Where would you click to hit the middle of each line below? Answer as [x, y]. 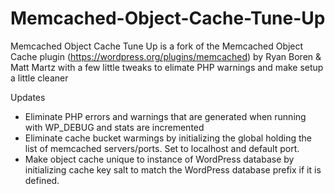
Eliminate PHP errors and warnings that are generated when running [165, 116]
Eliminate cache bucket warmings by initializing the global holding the [168, 138]
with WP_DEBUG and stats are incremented [114, 127]
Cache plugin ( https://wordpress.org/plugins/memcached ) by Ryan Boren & [166, 56]
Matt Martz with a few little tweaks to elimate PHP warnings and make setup [167, 67]
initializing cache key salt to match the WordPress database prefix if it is [173, 169]
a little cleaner [39, 78]
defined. [42, 180]
